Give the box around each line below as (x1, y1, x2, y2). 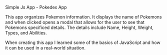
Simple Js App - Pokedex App (5, 4, 67, 10)
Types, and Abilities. (5, 30, 47, 35)
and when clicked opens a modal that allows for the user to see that (5, 19, 145, 25)
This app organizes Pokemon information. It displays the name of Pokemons (5, 14, 162, 19)
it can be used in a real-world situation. (5, 45, 86, 50)
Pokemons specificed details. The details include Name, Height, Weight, (5, 24, 154, 30)
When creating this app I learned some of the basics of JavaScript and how (5, 39, 161, 45)
